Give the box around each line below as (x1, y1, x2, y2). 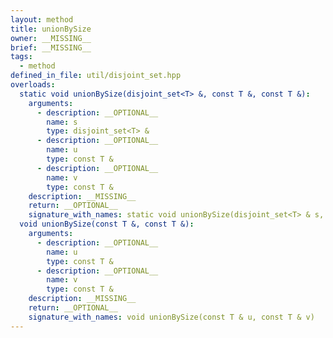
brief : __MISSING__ (10, 42, 92, 53)
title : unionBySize (10, 24, 92, 34)
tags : (10, 52, 33, 62)
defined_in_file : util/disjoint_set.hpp (10, 71, 182, 81)
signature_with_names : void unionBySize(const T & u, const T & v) (28, 312, 315, 322)
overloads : (10, 80, 56, 90)
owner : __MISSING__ (10, 33, 92, 43)
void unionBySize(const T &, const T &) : (19, 219, 195, 230)
